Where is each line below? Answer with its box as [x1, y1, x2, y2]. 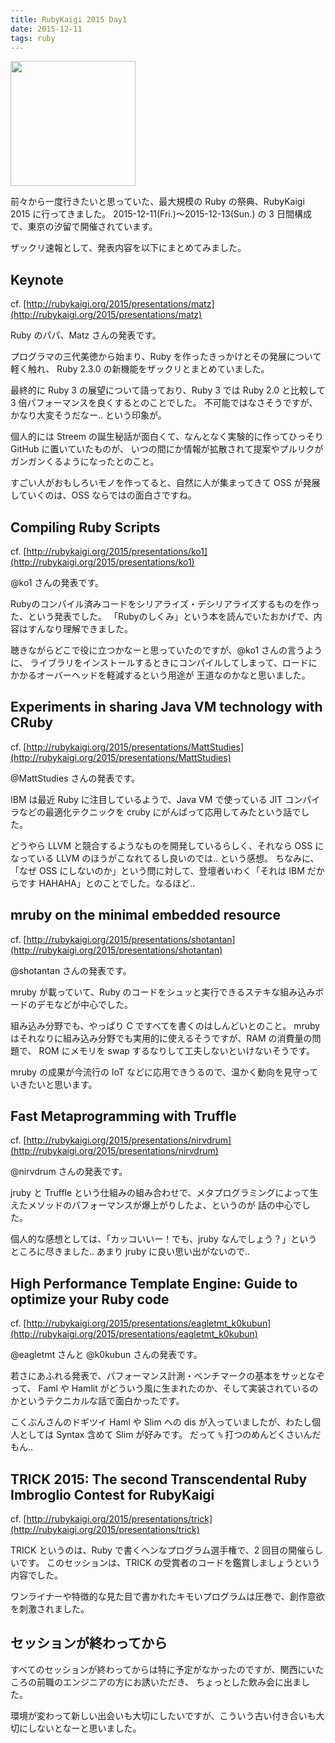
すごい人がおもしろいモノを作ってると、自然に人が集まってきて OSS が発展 [10, 477, 321, 489]
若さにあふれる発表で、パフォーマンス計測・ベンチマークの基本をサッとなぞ [10, 1370, 325, 1382]
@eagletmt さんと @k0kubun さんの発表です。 [10, 1349, 203, 1361]
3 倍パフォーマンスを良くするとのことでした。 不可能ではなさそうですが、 [10, 397, 318, 409]
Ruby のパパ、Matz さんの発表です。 [10, 329, 162, 341]
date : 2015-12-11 [10, 24, 83, 34]
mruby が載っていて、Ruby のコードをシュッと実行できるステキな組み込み [10, 986, 316, 998]
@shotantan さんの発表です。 [10, 964, 132, 976]
